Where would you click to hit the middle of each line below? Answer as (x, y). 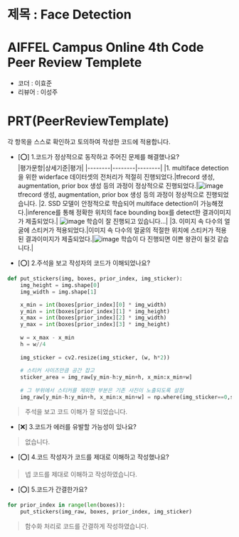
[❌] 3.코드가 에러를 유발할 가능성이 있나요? (77, 426)
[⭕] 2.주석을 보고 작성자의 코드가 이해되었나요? (84, 263)
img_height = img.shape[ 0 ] (60, 285)
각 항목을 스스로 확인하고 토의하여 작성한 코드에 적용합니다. (89, 142)
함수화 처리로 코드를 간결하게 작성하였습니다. (87, 526)
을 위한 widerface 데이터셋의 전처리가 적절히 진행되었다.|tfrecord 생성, (116, 177)
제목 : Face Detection (69, 15)
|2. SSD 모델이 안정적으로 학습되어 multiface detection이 (119, 204)
